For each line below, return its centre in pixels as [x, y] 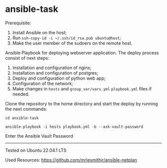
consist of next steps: [27, 58]
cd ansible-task [22, 118]
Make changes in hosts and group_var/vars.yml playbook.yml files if [82, 88]
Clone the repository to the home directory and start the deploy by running [82, 103]
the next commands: [26, 109]
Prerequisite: [18, 23]
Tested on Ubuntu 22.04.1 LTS [36, 150]
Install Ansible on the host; [40, 32]
